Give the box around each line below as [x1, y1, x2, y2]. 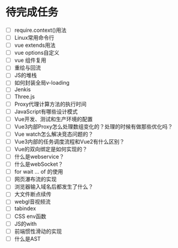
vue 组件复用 [14, 56, 47, 64]
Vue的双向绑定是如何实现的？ [14, 145, 88, 153]
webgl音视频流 [14, 198, 51, 205]
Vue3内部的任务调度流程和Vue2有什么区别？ [14, 138, 125, 145]
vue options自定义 [14, 49, 60, 56]
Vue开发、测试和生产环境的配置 [14, 115, 93, 122]
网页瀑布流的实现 [14, 175, 57, 183]
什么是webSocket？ [14, 160, 64, 168]
